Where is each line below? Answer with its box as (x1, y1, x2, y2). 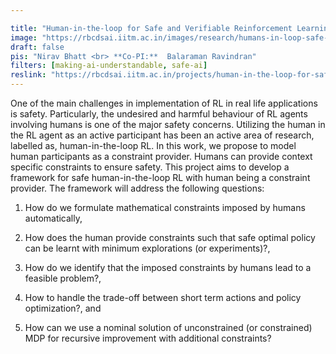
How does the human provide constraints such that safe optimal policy (24, 232, 316, 243)
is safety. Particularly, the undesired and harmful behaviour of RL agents (10, 108, 308, 120)
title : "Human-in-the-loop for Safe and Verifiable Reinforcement (10, 23, 293, 33)
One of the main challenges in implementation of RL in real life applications (10, 97, 318, 109)
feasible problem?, (24, 272, 102, 284)
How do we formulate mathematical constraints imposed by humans (24, 202, 306, 213)
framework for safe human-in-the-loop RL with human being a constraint (10, 172, 311, 183)
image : (10, 32, 38, 43)
